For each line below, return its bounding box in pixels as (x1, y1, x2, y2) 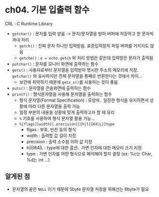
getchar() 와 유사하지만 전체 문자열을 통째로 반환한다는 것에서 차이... (12, 73, 143, 79)
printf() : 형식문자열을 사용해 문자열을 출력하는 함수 (12, 91, 112, 97)
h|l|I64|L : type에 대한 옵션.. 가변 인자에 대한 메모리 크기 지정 (26, 145, 142, 151)
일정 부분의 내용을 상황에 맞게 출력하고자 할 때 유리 (19, 109, 115, 115)
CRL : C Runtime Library (5, 20, 53, 27)
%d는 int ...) (26, 157, 50, 163)
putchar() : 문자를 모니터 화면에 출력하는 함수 (12, 61, 99, 67)
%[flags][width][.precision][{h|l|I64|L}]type (19, 121, 115, 126)
